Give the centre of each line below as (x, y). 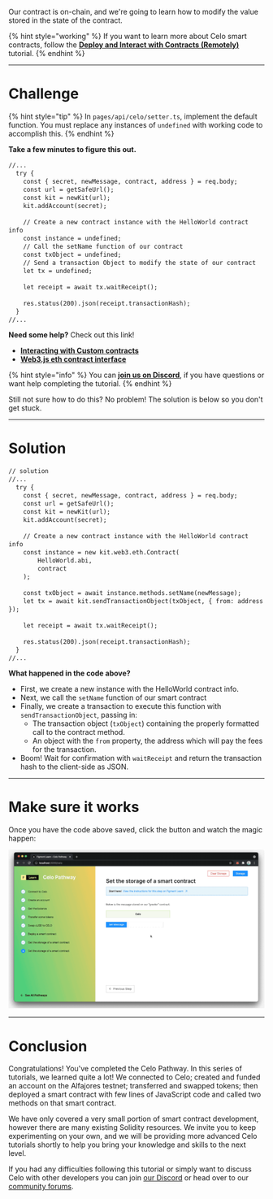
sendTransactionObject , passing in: (79, 715)
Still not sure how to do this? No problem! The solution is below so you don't (136, 399)
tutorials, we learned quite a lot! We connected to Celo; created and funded (134, 1077)
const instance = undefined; (72, 238)
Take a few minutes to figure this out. (72, 149)
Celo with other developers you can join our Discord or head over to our (129, 1178)
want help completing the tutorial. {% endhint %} (90, 383)
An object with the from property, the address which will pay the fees (147, 741)
